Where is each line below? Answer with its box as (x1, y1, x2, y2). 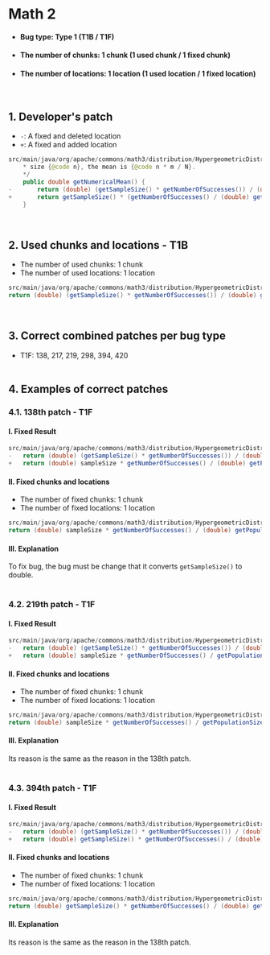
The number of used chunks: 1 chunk (19, 259, 143, 270)
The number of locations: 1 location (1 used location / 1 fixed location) (19, 68, 256, 78)
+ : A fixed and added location (19, 140, 117, 150)
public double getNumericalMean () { (22, 178, 146, 186)
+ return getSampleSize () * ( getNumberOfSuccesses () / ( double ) (8, 192, 250, 201)
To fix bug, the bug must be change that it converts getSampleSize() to (8, 561, 243, 572)
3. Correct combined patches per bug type (8, 329, 227, 343)
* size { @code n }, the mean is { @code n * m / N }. (22, 163, 196, 172)
